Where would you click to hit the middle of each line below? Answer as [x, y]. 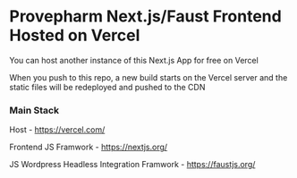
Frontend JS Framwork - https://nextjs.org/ [89, 147]
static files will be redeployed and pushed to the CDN [107, 87]
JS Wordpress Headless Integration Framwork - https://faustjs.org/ [132, 165]
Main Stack [34, 110]
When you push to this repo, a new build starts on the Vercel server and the [148, 77]
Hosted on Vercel [75, 35]
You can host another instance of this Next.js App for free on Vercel [134, 60]
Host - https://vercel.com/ [57, 130]
